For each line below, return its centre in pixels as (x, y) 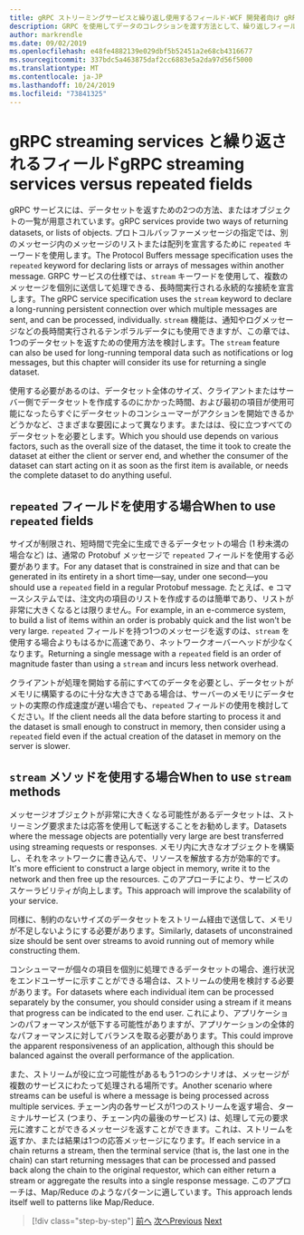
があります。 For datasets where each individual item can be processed (142, 992)
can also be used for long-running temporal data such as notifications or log (152, 353)
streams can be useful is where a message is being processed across (139, 1096)
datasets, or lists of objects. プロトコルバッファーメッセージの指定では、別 (149, 233)
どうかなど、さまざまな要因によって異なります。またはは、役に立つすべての (151, 425)
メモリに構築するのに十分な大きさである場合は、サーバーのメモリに (136, 694)
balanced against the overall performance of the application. (122, 1055)
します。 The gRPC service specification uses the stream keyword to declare (151, 299)
